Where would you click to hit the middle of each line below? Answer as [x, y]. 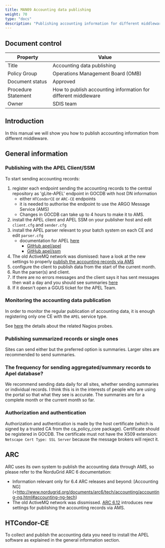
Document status [27, 82]
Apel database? [24, 374]
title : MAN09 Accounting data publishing [48, 10]
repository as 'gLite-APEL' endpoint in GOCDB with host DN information [84, 193]
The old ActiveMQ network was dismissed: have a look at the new [79, 256]
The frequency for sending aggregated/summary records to [78, 368]
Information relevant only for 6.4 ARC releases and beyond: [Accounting [85, 481]
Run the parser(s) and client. [41, 272]
